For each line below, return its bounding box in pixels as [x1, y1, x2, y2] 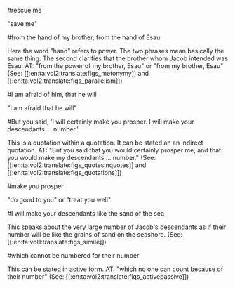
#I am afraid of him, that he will [7, 91, 97, 98]
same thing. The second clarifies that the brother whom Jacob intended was [7, 54, 228, 63]
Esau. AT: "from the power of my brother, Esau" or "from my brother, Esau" [7, 62, 224, 70]
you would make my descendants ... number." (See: [7, 154, 156, 162]
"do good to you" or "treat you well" [7, 196, 111, 204]
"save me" [7, 20, 38, 27]
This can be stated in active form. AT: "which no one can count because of [7, 265, 223, 273]
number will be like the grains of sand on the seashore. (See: [7, 230, 183, 238]
